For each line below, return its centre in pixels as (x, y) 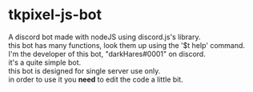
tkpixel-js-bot (55, 15)
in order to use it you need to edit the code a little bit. (96, 79)
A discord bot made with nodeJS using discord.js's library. (104, 37)
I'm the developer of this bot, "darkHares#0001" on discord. (107, 54)
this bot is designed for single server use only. (84, 70)
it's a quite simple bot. (45, 62)
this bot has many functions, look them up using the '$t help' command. (127, 45)
